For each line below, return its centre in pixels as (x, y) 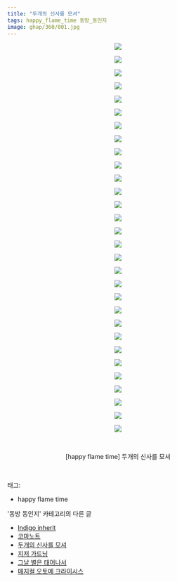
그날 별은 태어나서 (42, 562)
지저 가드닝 (33, 554)
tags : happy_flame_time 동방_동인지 (57, 20)
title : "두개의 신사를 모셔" (44, 14)
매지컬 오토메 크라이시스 (51, 571)
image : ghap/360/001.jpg (44, 27)
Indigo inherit (37, 528)
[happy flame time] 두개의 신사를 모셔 (118, 457)
